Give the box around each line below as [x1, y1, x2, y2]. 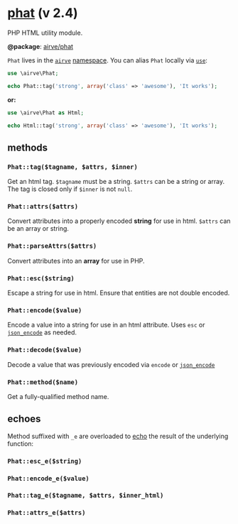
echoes [7, 413, 41, 425]
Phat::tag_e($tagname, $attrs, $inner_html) [7, 491, 164, 500]
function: [7, 439, 34, 448]
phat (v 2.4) [7, 5, 78, 21]
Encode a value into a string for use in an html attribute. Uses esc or [7, 321, 205, 329]
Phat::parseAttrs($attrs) [7, 242, 97, 250]
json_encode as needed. [7, 328, 77, 337]
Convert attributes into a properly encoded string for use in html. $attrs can [7, 217, 231, 225]
